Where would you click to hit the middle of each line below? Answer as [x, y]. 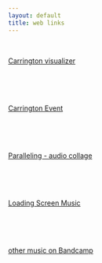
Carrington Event [36, 108]
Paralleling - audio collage [50, 156]
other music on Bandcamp [51, 250]
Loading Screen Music [44, 203]
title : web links [36, 23]
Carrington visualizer [42, 61]
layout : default [35, 15]
